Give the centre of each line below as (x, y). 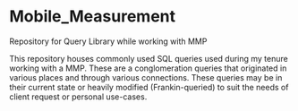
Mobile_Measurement (93, 17)
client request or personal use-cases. (78, 97)
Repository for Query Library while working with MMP (108, 41)
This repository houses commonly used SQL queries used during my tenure (149, 58)
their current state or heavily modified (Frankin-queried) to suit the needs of (149, 87)
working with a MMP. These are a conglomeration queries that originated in (148, 68)
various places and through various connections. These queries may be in (146, 77)
